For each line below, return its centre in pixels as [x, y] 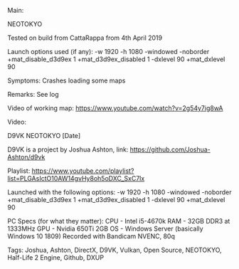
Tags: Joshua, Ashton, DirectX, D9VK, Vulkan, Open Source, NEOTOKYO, [115, 250]
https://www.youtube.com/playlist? [83, 171]
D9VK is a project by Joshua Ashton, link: [68, 149]
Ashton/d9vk [26, 157]
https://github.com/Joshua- [170, 149]
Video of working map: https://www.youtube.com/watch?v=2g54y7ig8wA [115, 108]
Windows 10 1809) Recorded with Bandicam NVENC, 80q [91, 236]
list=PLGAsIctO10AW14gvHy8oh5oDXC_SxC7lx [76, 178]
